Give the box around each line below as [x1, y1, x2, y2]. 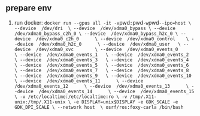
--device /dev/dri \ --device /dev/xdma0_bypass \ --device [14, 25, 176, 31]
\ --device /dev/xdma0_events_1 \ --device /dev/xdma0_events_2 [14, 52, 189, 58]
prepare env [5, 3, 52, 13]
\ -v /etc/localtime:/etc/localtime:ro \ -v [14, 94, 128, 100]
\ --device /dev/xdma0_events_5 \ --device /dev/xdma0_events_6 [14, 62, 189, 68]
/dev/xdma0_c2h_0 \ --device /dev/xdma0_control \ [36, 35, 189, 42]
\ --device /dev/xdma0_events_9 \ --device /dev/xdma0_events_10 [14, 73, 192, 79]
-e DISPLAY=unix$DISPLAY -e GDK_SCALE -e [73, 99, 178, 105]
